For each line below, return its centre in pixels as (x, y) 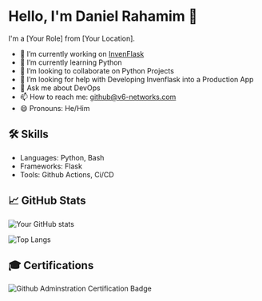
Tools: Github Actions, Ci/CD (67, 174)
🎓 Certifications (51, 265)
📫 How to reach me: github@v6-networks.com (98, 97)
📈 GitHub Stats (47, 201)
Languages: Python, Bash (62, 157)
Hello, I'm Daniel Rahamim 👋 (103, 16)
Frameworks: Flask (51, 166)
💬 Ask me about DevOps (60, 88)
